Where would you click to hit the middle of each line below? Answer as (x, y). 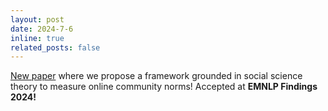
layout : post (37, 19)
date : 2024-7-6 (42, 29)
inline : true (37, 38)
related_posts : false (55, 47)
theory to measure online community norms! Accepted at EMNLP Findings (164, 87)
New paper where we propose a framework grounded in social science (156, 76)
